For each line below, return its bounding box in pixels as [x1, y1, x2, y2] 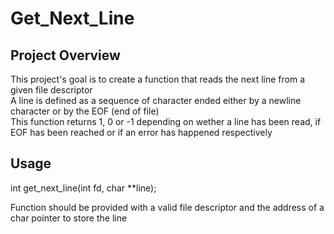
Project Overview [10, 47, 121, 64]
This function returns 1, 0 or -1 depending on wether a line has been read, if [10, 116, 322, 127]
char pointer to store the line [10, 212, 128, 224]
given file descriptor [10, 84, 93, 96]
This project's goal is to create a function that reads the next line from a [10, 73, 306, 85]
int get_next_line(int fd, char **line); [10, 182, 157, 194]
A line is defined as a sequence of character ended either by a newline [10, 95, 302, 106]
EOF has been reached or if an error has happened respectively [10, 127, 273, 138]
